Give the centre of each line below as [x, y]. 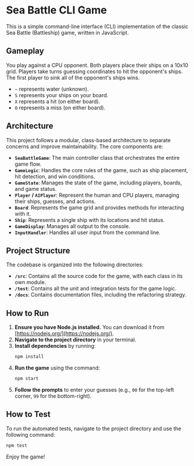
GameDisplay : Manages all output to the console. [72, 226]
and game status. [35, 189]
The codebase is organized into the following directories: [75, 265]
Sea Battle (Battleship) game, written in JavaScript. [67, 32]
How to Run [28, 313]
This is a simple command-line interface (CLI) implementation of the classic [97, 26]
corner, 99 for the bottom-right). [53, 396]
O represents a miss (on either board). [60, 107]
